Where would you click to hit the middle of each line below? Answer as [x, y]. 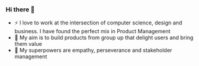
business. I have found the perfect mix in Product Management [92, 32]
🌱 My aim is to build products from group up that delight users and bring [104, 37]
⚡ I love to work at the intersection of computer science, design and [98, 23]
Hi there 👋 [20, 10]
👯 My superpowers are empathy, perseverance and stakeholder [93, 51]
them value [28, 44]
